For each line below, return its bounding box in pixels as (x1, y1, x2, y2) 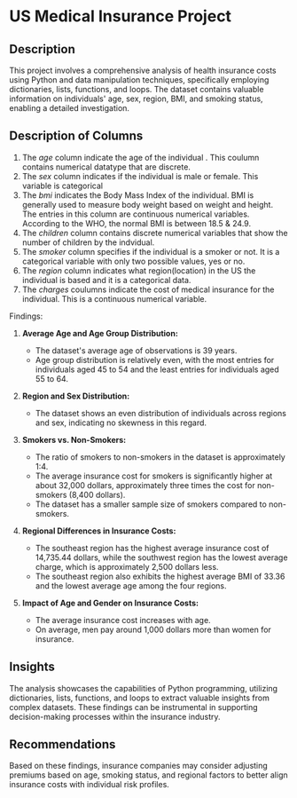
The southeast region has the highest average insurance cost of (35, 542, 270, 553)
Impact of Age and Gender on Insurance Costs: (21, 597, 199, 608)
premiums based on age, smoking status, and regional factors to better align (9, 770, 288, 780)
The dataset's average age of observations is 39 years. (35, 344, 238, 356)
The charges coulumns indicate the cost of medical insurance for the (21, 284, 275, 295)
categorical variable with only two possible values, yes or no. (21, 256, 246, 266)
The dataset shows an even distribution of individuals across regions (35, 407, 286, 418)
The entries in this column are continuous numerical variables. (21, 209, 250, 219)
